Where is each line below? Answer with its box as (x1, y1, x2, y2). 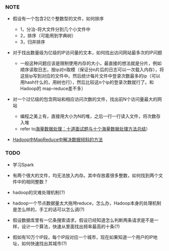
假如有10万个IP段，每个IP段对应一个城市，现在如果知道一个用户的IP (12, 234, 153, 240)
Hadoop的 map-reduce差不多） (20, 86, 86, 92)
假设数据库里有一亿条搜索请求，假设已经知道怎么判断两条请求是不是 (12, 217, 154, 223)
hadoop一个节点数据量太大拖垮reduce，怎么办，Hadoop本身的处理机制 (12, 200, 161, 206)
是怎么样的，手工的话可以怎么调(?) (12, 206, 85, 212)
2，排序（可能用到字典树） (20, 33, 77, 39)
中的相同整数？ (17, 178, 48, 184)
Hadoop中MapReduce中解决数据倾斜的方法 (12, 137, 103, 143)
